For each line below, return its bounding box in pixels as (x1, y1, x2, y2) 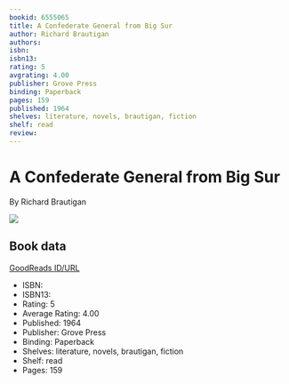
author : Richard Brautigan (9, 29, 109, 38)
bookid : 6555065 (9, 12, 69, 22)
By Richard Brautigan (9, 196, 87, 207)
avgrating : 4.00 (9, 71, 69, 80)
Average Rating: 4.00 (21, 308, 100, 318)
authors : (9, 37, 42, 47)
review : (9, 129, 38, 138)
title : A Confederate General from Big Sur (9, 21, 173, 30)
